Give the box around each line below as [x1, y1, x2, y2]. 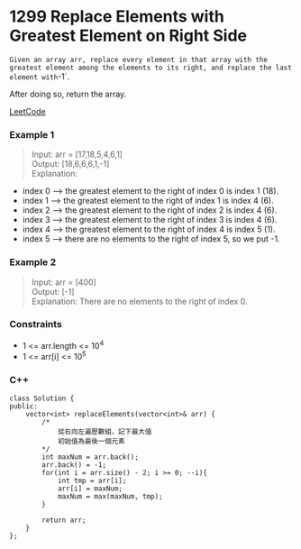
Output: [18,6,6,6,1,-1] [31, 159, 110, 169]
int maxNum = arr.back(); [41, 453, 140, 462]
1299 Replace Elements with [9, 6, 225, 27]
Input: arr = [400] [31, 277, 96, 288]
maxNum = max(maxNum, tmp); [57, 492, 164, 501]
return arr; [41, 516, 87, 525]
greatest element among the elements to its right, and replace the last [9, 63, 293, 72]
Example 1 [9, 128, 55, 141]
